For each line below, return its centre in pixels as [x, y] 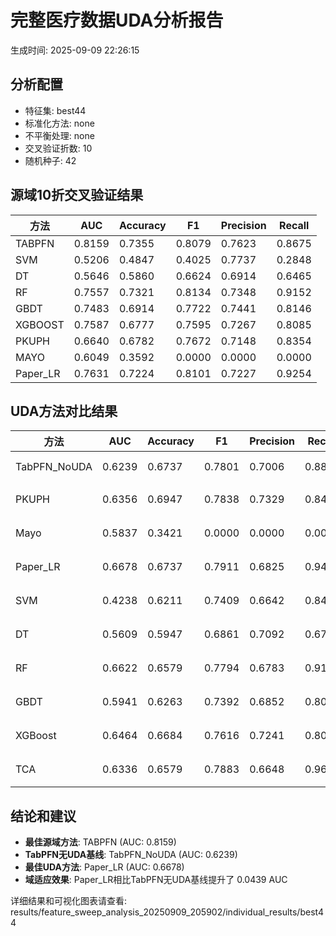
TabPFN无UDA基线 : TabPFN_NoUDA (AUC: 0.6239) [131, 855]
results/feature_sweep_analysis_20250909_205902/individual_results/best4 [167, 912]
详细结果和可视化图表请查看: [69, 901]
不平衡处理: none [59, 135]
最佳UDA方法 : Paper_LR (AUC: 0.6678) [104, 867]
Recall [294, 225]
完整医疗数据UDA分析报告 [117, 20]
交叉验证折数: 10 [58, 148]
